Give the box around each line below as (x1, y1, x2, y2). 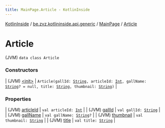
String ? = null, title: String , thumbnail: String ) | (5, 83, 117, 89)
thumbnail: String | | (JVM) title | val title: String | (5, 117, 116, 124)
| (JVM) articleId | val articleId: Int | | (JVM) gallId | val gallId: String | (5, 107, 161, 113)
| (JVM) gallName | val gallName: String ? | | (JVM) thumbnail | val (5, 112, 143, 118)
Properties (5, 95, 31, 102)
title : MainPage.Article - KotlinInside (5, 7, 90, 12)
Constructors (5, 67, 38, 74)
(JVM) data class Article (5, 54, 60, 60)
